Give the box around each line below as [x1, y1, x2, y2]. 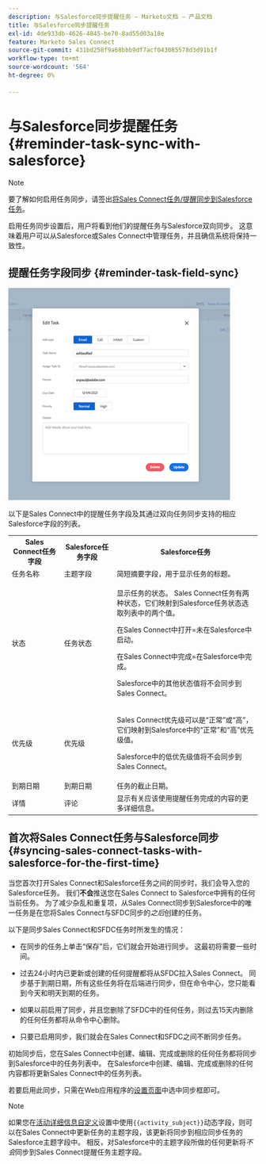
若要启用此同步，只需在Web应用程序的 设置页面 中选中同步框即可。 [8, 1086, 224, 1095]
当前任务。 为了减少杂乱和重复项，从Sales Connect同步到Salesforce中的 [8, 898, 245, 908]
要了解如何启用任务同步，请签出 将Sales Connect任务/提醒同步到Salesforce [8, 194, 253, 204]
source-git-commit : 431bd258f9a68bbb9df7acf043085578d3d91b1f [8, 46, 218, 55]
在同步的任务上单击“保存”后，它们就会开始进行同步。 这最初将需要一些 [19, 942, 251, 951]
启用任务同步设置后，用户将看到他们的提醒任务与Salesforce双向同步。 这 [8, 220, 247, 230]
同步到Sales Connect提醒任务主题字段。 [15, 1147, 146, 1157]
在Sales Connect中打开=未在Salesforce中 [116, 625, 252, 634]
